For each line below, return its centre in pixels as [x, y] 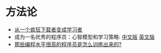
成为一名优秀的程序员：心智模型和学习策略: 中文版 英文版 [84, 37]
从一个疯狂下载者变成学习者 [48, 29]
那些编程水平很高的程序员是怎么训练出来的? [68, 44]
